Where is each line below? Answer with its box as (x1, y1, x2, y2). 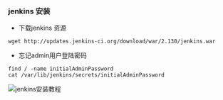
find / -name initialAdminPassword (8, 65, 114, 72)
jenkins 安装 (8, 6, 51, 16)
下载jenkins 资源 (18, 23, 67, 33)
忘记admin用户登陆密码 (18, 51, 88, 60)
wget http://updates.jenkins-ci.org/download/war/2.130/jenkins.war (8, 38, 216, 45)
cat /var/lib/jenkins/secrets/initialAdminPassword (8, 72, 165, 79)
